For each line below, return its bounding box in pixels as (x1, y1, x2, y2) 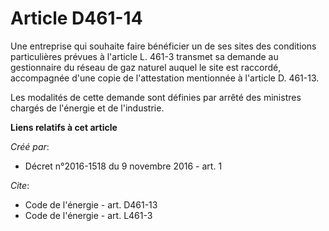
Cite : (10, 179, 30, 191)
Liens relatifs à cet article (10, 121, 118, 133)
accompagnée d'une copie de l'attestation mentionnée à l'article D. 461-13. (10, 72, 320, 84)
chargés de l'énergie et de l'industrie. (10, 102, 165, 114)
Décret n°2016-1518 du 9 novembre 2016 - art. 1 (24, 160, 223, 172)
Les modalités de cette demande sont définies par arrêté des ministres (10, 91, 302, 103)
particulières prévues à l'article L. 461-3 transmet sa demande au (10, 50, 279, 62)
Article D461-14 (10, 7, 143, 30)
